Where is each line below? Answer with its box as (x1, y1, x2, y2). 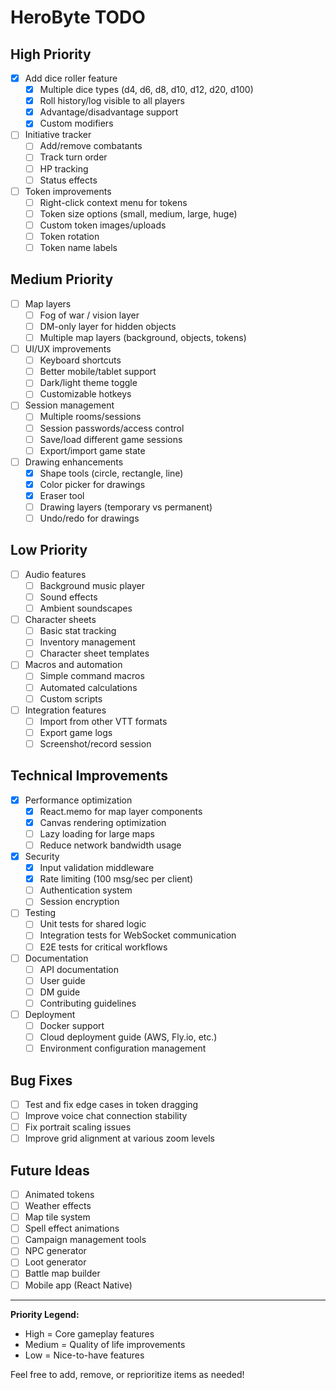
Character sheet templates (39, 647, 150, 660)
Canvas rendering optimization (39, 816, 167, 828)
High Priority (10, 46, 92, 63)
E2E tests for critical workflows (39, 941, 168, 953)
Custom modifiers (39, 117, 114, 130)
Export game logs (39, 726, 113, 738)
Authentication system (39, 884, 133, 896)
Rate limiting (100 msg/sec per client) (39, 873, 194, 885)
